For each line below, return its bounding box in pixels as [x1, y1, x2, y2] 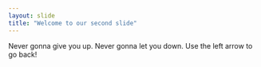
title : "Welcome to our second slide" [8, 19, 137, 27]
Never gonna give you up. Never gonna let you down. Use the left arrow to [8, 41, 253, 50]
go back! [8, 49, 38, 59]
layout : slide [8, 11, 56, 20]
